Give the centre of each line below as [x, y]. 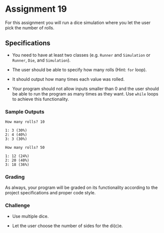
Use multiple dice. [30, 216]
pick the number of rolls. [30, 27]
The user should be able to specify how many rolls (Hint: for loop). [79, 70]
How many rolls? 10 [25, 122]
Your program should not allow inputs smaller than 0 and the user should [85, 89]
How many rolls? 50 [25, 148]
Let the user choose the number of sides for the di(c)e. [68, 226]
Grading [15, 177]
